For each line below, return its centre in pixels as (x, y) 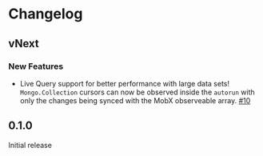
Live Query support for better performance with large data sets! (125, 83)
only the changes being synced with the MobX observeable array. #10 (135, 100)
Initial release (30, 145)
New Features (36, 66)
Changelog (46, 14)
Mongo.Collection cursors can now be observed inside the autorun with (137, 92)
